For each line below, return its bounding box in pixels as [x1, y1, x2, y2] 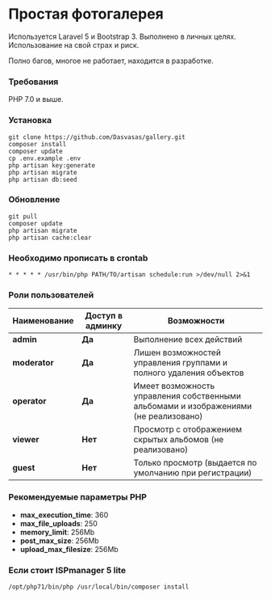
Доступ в [84, 310, 123, 322]
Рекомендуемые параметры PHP [8, 491, 148, 503]
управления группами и [133, 357, 228, 369]
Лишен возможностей [133, 347, 222, 358]
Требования [8, 76, 59, 87]
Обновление [8, 194, 60, 205]
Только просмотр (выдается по [133, 458, 257, 469]
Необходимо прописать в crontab [8, 252, 148, 264]
